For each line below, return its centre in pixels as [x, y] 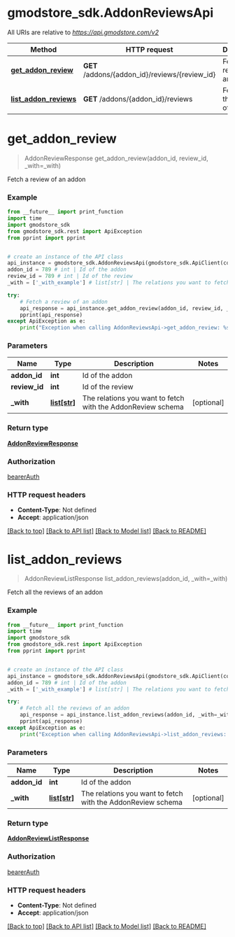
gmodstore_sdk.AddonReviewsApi [111, 13]
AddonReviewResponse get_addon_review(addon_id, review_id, [116, 158]
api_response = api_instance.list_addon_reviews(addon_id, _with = [119, 715]
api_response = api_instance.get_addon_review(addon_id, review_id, [122, 308]
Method [44, 49]
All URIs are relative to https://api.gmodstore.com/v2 [83, 32]
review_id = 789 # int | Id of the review [70, 276]
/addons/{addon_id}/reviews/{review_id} [149, 74]
